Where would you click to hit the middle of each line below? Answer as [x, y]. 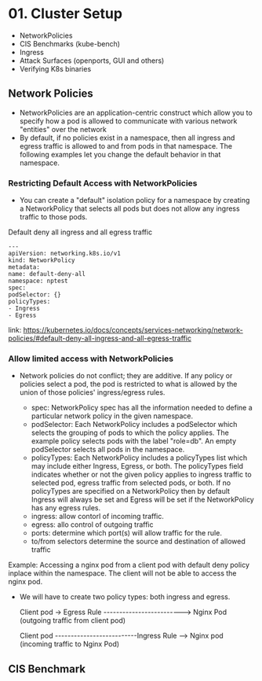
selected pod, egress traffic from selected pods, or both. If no [131, 483]
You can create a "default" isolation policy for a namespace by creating [135, 201]
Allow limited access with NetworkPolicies [91, 359]
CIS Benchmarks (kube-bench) [69, 43]
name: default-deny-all [47, 274]
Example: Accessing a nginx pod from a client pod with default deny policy [129, 565]
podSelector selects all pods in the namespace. [108, 450]
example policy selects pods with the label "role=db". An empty [134, 441]
